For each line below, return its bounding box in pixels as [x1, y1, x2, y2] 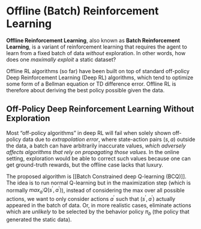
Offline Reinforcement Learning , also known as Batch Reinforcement [6, 37, 180, 44]
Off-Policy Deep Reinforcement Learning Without [6, 104, 194, 115]
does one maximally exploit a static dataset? [6, 56, 116, 63]
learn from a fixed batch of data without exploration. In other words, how [6, 49, 186, 56]
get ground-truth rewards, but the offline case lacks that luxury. [6, 161, 164, 168]
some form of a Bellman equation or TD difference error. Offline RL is [6, 80, 176, 88]
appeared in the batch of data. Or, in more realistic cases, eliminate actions [6, 201, 191, 209]
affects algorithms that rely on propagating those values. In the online [6, 148, 180, 155]
